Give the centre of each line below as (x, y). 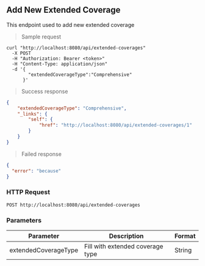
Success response (45, 91)
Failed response (41, 154)
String (183, 250)
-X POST (22, 53)
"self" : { (41, 120)
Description (126, 236)
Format (185, 236)
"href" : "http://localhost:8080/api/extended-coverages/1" (115, 125)
